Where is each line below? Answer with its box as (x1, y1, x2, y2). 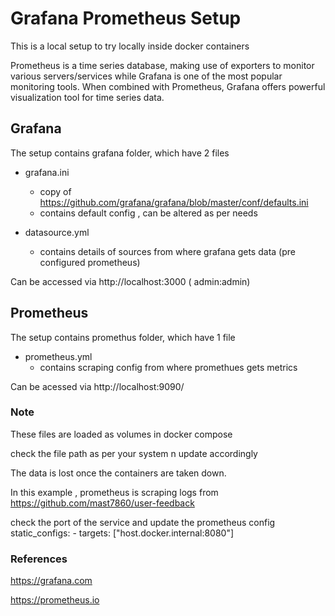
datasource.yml (24, 226, 90, 238)
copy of (39, 185, 72, 197)
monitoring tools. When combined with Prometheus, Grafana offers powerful (10, 80, 326, 92)
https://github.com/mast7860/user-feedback (10, 497, 195, 509)
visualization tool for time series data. (10, 91, 165, 103)
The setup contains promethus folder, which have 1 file (10, 331, 236, 343)
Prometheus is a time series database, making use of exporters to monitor (10, 59, 315, 71)
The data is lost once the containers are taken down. (10, 467, 227, 479)
